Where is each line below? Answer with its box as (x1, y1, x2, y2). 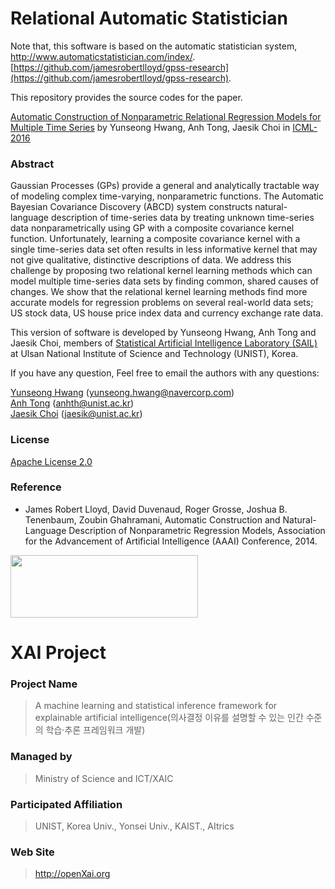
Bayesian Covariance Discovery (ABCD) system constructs (10, 201, 253, 213)
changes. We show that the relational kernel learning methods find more (10, 286, 308, 298)
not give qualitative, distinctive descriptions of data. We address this (10, 254, 292, 266)
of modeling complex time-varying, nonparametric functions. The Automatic (10, 190, 324, 202)
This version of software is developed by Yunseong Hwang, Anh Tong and (10, 327, 317, 339)
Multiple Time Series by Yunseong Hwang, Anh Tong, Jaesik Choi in (10, 121, 291, 133)
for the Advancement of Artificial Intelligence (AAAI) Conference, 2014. (24, 535, 318, 547)
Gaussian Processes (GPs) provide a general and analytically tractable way (10, 180, 320, 192)
